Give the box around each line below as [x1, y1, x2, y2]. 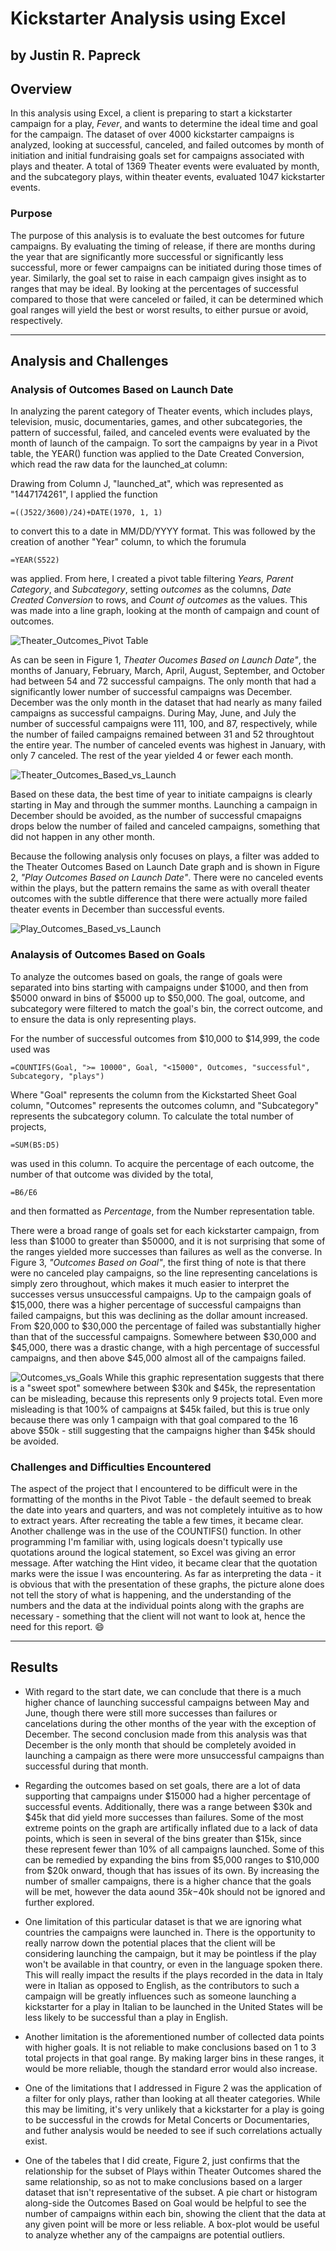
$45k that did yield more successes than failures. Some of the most [24, 1811, 304, 1823]
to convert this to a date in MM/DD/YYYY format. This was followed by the [10, 525, 316, 537]
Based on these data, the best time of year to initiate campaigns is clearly [10, 788, 313, 801]
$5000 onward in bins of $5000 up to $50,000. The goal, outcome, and [10, 992, 306, 1004]
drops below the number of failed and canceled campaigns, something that [10, 820, 321, 832]
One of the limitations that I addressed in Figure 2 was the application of [24, 2082, 323, 2094]
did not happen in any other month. [10, 831, 156, 843]
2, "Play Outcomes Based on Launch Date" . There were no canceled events [10, 872, 324, 884]
